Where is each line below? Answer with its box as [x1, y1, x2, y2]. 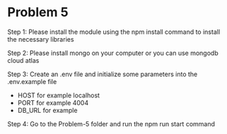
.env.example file [7, 77, 57, 85]
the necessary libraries [7, 35, 74, 43]
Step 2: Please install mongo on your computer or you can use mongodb [7, 49, 219, 57]
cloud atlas [7, 56, 40, 64]
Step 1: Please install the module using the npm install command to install [7, 28, 221, 36]
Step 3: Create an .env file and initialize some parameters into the [7, 70, 198, 78]
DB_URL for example [17, 106, 78, 114]
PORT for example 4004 [17, 98, 89, 106]
